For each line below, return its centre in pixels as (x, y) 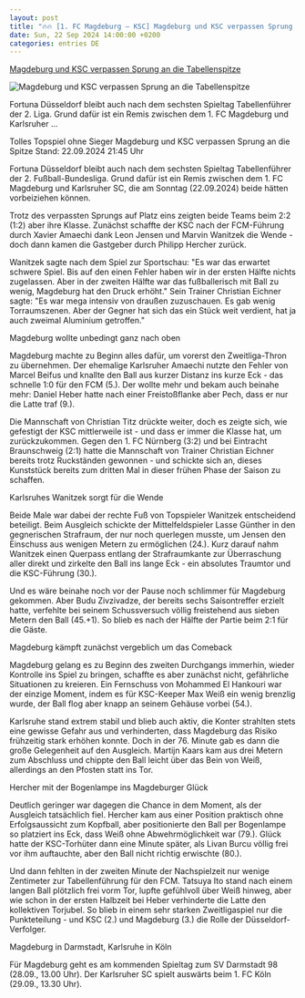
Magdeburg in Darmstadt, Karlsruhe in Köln (91, 947)
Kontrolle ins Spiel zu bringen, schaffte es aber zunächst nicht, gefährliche (149, 674)
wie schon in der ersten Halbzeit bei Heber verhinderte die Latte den (138, 900)
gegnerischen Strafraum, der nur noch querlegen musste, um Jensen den (148, 535)
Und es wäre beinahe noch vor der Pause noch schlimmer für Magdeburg (147, 591)
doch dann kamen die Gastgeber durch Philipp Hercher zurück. (128, 245)
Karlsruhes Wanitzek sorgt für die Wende (86, 498)
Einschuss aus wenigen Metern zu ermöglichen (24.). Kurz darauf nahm (144, 544)
